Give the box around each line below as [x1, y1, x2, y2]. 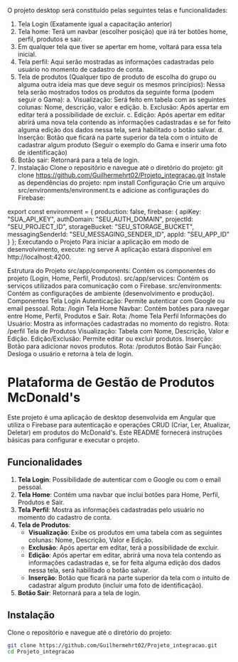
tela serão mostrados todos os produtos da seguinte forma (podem [17, 88, 215, 96]
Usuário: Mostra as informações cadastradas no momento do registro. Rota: [7, 319, 229, 328]
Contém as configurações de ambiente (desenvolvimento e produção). [7, 289, 215, 297]
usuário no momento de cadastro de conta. [17, 65, 144, 73]
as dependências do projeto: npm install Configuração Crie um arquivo [17, 178, 225, 187]
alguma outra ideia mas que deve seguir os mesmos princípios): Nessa [17, 80, 225, 88]
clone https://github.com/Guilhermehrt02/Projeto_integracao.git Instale [17, 171, 226, 179]
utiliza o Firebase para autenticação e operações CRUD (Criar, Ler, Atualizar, [7, 420, 231, 429]
